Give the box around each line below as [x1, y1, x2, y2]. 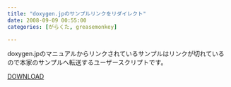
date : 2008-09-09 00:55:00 [7, 17, 87, 24]
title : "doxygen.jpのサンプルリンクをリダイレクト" [7, 10, 147, 18]
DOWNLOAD [7, 72, 45, 81]
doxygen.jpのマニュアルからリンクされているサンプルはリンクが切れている [7, 50, 225, 58]
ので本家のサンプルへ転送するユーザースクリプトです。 [7, 58, 167, 67]
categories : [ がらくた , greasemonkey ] [7, 23, 118, 30]
